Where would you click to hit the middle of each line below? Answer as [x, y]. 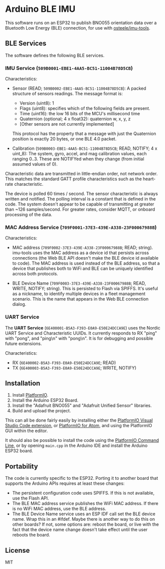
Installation [23, 384]
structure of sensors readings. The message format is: [67, 94]
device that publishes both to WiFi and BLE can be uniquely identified [83, 268]
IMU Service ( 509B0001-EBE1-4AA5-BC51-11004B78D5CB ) [69, 68]
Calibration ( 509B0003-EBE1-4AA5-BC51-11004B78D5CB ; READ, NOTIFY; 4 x [85, 148]
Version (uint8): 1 [37, 103]
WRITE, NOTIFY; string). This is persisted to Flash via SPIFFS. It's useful [85, 289]
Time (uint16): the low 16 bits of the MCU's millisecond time [80, 114]
